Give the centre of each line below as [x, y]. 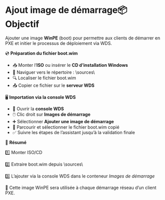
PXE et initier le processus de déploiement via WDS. [59, 43]
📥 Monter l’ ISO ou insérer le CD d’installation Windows [70, 65]
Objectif [22, 24]
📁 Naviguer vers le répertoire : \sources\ [54, 72]
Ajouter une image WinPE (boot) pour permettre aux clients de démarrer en [83, 38]
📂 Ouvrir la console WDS [38, 109]
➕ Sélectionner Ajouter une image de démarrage [63, 121]
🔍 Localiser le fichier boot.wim [44, 78]
